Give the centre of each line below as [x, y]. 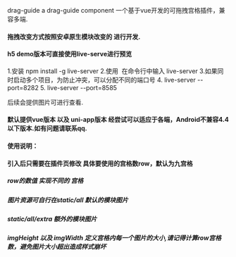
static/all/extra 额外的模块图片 [52, 219]
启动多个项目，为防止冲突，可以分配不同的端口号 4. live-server [104, 80]
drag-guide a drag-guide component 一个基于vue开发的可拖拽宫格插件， [113, 10]
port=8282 [23, 87]
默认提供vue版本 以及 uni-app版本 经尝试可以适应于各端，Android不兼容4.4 [118, 120]
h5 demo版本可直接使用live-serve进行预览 [70, 54]
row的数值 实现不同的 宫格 [45, 181]
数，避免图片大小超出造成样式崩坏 [57, 247]
